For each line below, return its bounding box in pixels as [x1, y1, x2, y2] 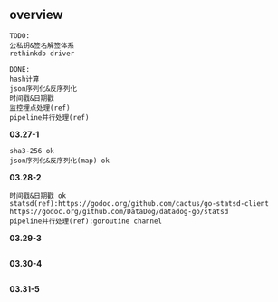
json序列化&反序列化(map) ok [9, 156, 110, 165]
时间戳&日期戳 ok [9, 190, 66, 200]
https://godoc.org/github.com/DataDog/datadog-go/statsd [9, 207, 229, 216]
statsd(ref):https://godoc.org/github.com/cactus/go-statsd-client [9, 199, 270, 208]
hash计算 [9, 74, 40, 83]
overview [9, 7, 63, 23]
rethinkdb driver [9, 49, 75, 58]
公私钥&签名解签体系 [9, 41, 75, 50]
